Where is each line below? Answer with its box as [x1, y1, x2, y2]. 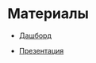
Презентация [18, 46, 64, 55]
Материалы [7, 5, 89, 23]
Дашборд [18, 31, 52, 40]
